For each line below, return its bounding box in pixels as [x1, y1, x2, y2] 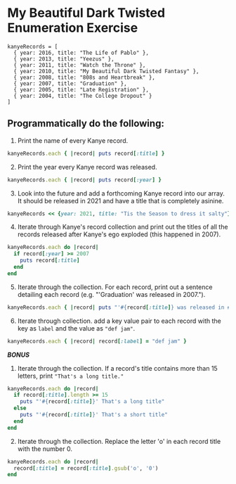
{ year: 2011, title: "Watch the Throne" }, [13, 61, 146, 68]
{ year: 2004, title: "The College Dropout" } [13, 92, 152, 99]
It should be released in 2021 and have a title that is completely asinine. [17, 196, 224, 205]
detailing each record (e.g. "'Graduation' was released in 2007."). [17, 290, 206, 298]
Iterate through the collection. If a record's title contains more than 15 [17, 364, 218, 372]
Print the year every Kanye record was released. [17, 163, 157, 171]
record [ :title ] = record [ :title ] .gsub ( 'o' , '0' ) [13, 464, 159, 472]
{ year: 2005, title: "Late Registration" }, [13, 86, 150, 93]
